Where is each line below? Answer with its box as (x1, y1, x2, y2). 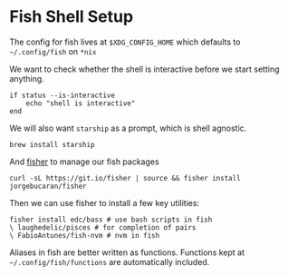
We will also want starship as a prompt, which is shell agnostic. (9, 123, 247, 133)
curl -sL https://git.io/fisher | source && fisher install (9, 173, 242, 182)
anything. (9, 73, 45, 84)
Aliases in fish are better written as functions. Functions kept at (9, 247, 245, 258)
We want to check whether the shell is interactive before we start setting (9, 64, 280, 74)
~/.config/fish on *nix (9, 45, 97, 56)
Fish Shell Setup (9, 6, 134, 27)
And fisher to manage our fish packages (9, 156, 160, 167)
